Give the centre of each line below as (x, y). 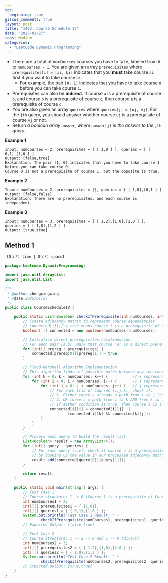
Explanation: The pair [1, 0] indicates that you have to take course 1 (82, 163)
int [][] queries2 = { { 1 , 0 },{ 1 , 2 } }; (65, 552)
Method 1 (20, 246)
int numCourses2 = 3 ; (46, 543)
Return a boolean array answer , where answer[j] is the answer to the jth (87, 125)
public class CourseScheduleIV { (40, 308)
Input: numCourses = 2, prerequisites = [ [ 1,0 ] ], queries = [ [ (78, 149)
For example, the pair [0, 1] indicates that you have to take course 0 (90, 83)
